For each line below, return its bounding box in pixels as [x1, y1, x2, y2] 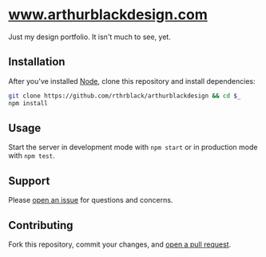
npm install [8, 99, 48, 107]
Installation [8, 55, 66, 69]
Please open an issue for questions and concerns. [8, 196, 173, 205]
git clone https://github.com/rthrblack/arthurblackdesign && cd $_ [8, 92, 241, 100]
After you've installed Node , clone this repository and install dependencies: [8, 76, 256, 85]
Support [8, 174, 50, 188]
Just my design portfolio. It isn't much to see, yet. [8, 32, 172, 42]
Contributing [8, 218, 73, 232]
